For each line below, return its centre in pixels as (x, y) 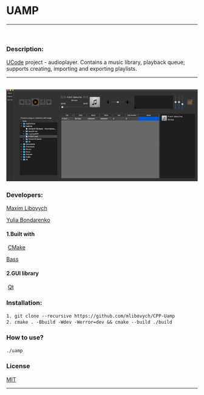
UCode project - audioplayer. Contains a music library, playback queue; (96, 62)
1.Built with (21, 234)
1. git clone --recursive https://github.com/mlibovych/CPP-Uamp (90, 316)
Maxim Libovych (27, 208)
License (18, 366)
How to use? (25, 337)
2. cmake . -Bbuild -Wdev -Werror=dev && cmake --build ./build (89, 322)
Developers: (25, 194)
